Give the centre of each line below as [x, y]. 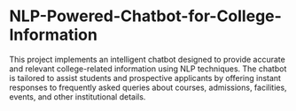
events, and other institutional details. [78, 96]
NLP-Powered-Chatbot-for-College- [145, 16]
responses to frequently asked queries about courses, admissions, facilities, [148, 87]
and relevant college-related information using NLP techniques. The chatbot [148, 69]
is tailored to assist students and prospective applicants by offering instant [145, 78]
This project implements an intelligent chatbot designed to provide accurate [147, 59]
